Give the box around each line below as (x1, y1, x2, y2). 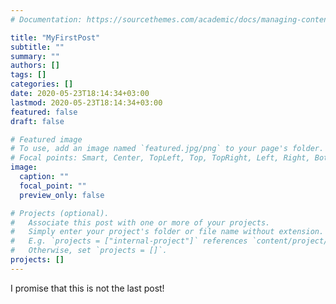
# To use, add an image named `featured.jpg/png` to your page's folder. (10, 144, 325, 154)
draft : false (10, 116, 65, 126)
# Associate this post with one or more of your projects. (10, 217, 271, 228)
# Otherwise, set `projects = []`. (10, 246, 168, 256)
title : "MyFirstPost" (10, 32, 101, 43)
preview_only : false (19, 190, 105, 200)
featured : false (10, 107, 78, 117)
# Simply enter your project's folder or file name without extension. (10, 227, 325, 237)
